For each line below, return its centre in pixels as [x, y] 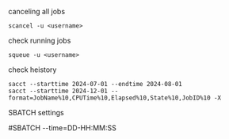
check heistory [32, 69]
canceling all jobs [37, 11]
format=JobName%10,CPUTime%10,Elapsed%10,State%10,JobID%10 [110, 98]
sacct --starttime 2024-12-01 [58, 91]
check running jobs [40, 40]
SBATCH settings [36, 113]
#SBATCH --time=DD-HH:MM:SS [62, 128]
